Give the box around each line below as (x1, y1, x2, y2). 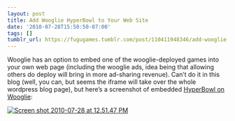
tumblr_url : (7, 36, 42, 43)
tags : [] (7, 29, 33, 37)
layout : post (7, 10, 45, 17)
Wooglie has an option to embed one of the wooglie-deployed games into (7, 55, 219, 64)
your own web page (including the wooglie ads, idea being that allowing (7, 63, 215, 71)
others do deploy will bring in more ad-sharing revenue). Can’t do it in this (7, 71, 220, 79)
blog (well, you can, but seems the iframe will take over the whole (7, 78, 197, 86)
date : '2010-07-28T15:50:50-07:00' (7, 23, 111, 30)
